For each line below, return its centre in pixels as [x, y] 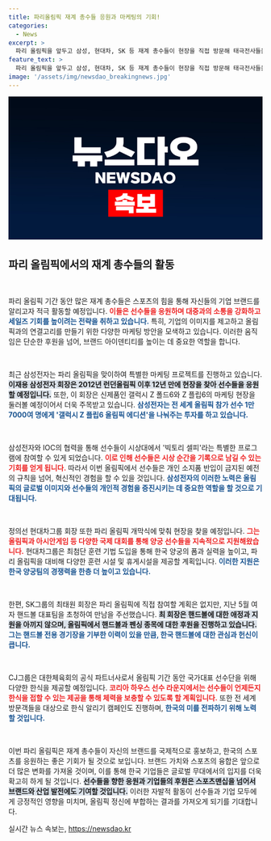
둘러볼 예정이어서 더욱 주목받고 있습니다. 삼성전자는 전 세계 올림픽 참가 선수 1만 [131, 405]
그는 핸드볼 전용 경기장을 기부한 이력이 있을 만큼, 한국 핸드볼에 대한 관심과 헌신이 [133, 635]
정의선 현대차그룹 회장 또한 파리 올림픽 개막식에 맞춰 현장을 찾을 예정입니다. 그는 [134, 531]
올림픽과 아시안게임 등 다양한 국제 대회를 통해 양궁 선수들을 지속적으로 [117, 541]
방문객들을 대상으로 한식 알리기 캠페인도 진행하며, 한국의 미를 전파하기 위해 [125, 708]
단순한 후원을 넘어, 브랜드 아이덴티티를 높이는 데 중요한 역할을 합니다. [131, 342]
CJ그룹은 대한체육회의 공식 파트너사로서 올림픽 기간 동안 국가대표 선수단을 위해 [132, 678]
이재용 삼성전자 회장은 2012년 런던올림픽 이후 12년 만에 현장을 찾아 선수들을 [126, 385]
